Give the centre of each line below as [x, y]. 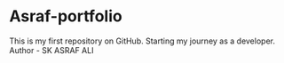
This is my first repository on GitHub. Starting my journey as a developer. [142, 41]
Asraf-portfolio [66, 16]
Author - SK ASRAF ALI [51, 50]
